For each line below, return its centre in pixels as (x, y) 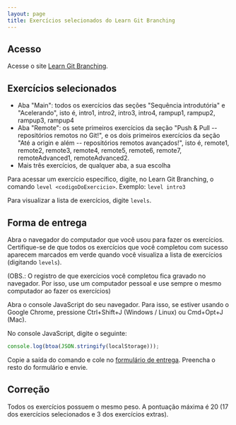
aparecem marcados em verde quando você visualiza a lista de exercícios (115, 255)
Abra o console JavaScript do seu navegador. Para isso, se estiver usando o (118, 304)
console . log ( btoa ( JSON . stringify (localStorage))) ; (83, 346)
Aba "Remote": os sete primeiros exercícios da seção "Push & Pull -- (117, 128)
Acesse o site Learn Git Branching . (58, 66)
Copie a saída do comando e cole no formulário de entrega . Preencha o (111, 360)
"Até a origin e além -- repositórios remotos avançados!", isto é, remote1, (123, 143)
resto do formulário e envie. (48, 367)
